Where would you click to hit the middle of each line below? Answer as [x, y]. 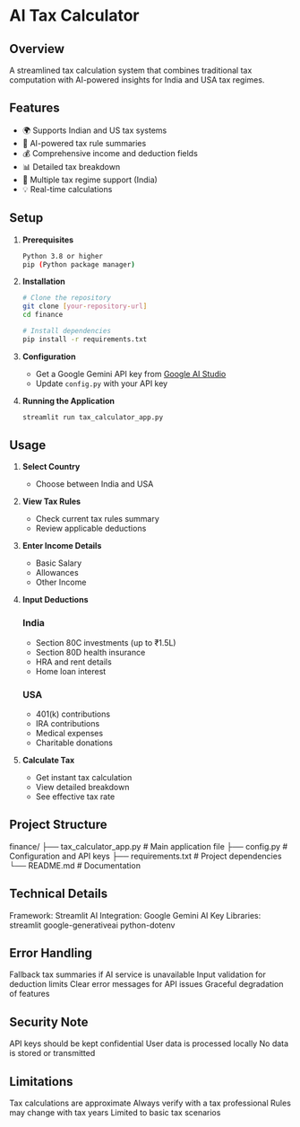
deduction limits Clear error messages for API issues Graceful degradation [146, 984]
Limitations [41, 1082]
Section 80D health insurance [90, 652]
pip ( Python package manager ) [79, 264]
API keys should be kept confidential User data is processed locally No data [149, 1043]
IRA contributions [68, 724]
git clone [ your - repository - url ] [85, 306]
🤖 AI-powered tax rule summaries [84, 143]
